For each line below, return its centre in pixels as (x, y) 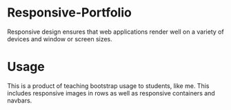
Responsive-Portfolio (70, 13)
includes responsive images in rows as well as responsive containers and (111, 93)
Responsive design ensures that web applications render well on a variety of (115, 32)
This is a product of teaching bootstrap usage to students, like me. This (108, 86)
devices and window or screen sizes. (60, 38)
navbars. (20, 100)
